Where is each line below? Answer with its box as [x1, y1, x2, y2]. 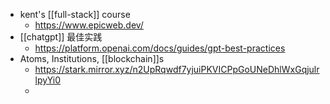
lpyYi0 [34, 74, 62, 86]
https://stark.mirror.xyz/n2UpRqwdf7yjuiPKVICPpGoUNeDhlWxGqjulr [34, 64, 320, 75]
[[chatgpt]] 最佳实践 [19, 31, 103, 43]
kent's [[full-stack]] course [19, 9, 131, 20]
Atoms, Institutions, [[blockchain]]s [19, 53, 165, 64]
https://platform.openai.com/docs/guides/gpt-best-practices [34, 42, 286, 54]
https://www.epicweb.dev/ [34, 19, 144, 31]
